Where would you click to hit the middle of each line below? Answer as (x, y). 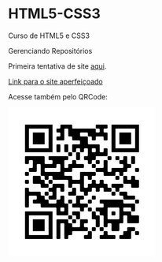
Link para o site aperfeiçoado (56, 81)
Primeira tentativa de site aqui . (57, 66)
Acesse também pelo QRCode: (58, 96)
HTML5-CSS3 (54, 14)
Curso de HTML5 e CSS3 (49, 36)
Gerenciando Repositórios (50, 51)
